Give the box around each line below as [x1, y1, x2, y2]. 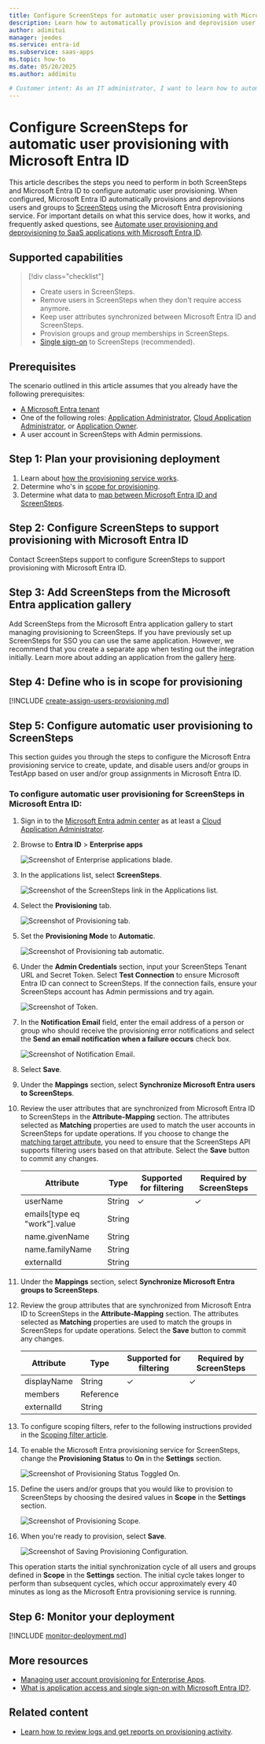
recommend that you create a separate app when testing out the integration [9, 644, 255, 654]
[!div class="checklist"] [28, 272, 105, 281]
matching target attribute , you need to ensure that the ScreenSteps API [20, 1137, 251, 1147]
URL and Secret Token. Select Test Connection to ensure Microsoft [20, 970, 240, 980]
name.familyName [24, 1244, 92, 1255]
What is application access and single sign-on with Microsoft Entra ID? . [20, 1683, 252, 1693]
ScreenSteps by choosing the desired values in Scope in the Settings [20, 1493, 246, 1502]
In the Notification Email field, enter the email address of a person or [20, 1018, 245, 1027]
